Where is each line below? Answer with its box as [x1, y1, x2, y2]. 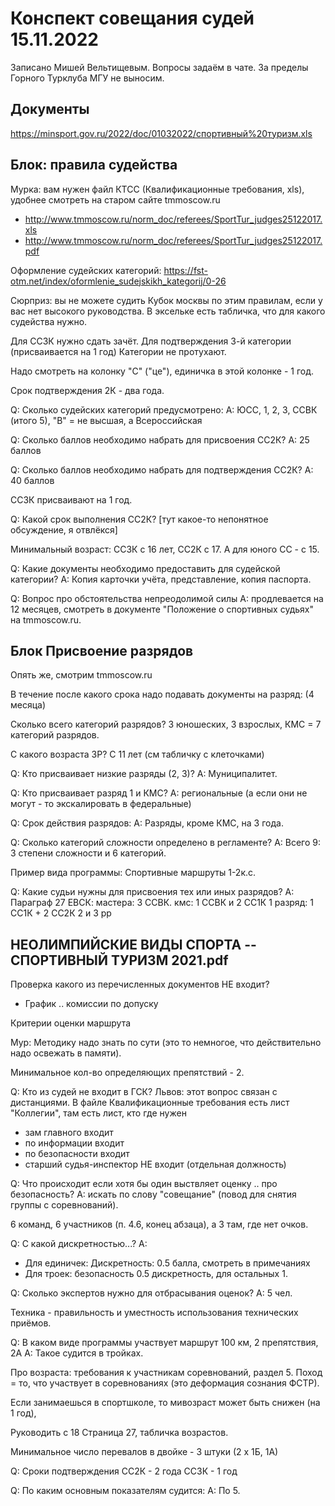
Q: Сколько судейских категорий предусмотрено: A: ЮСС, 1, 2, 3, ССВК [10, 403, 318, 416]
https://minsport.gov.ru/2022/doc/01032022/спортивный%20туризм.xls [10, 127, 313, 139]
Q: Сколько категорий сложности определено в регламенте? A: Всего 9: [10, 837, 322, 849]
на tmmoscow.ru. [10, 613, 82, 626]
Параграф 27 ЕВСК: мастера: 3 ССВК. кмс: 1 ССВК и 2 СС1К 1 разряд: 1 [10, 897, 314, 909]
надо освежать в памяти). [10, 1047, 122, 1059]
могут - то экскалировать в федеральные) [10, 798, 192, 810]
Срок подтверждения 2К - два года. [10, 384, 165, 396]
